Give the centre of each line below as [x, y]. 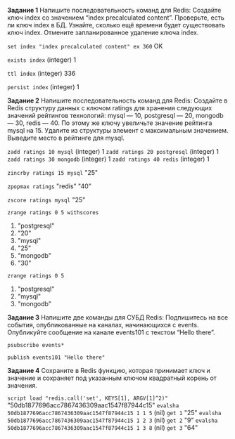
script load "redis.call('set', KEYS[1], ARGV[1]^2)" [88, 398]
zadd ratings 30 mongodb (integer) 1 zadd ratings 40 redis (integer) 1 [108, 159]
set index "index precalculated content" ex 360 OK [85, 46]
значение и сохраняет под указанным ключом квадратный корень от [112, 378]
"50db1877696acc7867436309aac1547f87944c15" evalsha [93, 405]
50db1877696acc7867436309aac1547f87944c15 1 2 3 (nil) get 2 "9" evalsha [113, 420]
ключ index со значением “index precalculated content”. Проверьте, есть [116, 18]
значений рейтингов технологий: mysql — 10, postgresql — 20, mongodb [115, 116]
